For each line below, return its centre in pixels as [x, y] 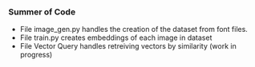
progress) [36, 55]
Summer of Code [42, 12]
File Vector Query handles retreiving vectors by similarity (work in [128, 46]
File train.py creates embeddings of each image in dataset [116, 37]
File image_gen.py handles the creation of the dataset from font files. [134, 30]
